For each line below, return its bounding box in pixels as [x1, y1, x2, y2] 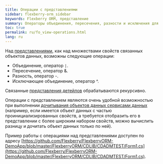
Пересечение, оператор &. [12, 68, 69, 73]
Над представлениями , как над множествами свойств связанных [5, 47, 143, 54]
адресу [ [5, 138, 23, 143]
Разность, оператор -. [12, 73, 59, 79]
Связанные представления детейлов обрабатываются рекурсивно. [5, 88, 146, 94]
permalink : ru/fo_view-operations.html [5, 30, 87, 35]
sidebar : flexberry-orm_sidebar [5, 12, 71, 17]
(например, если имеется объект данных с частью [5, 107, 112, 113]
